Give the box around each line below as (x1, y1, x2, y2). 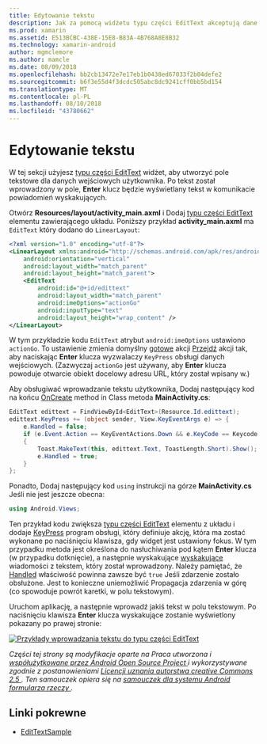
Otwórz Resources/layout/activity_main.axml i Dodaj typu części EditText (9, 207, 253, 218)
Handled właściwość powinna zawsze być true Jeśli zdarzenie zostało (9, 570, 240, 579)
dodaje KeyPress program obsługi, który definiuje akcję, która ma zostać (9, 528, 246, 537)
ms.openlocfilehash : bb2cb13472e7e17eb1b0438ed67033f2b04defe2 (9, 70, 223, 78)
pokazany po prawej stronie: (9, 619, 102, 628)
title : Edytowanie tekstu (9, 11, 94, 20)
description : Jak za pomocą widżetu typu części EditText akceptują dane (9, 19, 258, 27)
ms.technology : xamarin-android (9, 41, 116, 49)
